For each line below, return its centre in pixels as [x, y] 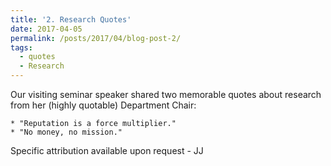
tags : [21, 47]
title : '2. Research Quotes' [71, 19]
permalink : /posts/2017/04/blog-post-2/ [96, 38]
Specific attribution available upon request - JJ [107, 150]
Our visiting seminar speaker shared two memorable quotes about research [166, 94]
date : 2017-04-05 [46, 29]
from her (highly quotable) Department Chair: [103, 105]
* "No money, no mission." [66, 132]
